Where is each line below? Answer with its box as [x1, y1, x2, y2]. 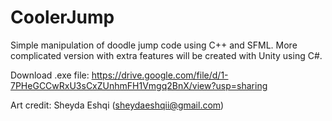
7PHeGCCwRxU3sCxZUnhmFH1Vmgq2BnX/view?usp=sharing [10, 79, 268, 91]
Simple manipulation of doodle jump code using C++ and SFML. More [10, 39, 298, 51]
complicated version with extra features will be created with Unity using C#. [10, 49, 323, 61]
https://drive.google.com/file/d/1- [91, 69, 229, 81]
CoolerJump [10, 6, 115, 29]
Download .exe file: [10, 69, 90, 81]
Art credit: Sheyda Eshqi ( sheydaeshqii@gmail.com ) [10, 99, 225, 111]
